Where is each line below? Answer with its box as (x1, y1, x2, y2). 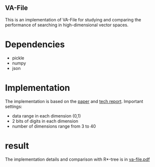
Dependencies (5, 39, 65, 50)
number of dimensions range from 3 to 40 (12, 123, 96, 129)
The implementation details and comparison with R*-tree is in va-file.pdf (5, 156, 150, 162)
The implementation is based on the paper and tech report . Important (5, 98, 143, 104)
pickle (12, 55, 24, 61)
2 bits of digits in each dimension (12, 118, 78, 124)
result (5, 140, 29, 151)
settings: (5, 103, 23, 109)
